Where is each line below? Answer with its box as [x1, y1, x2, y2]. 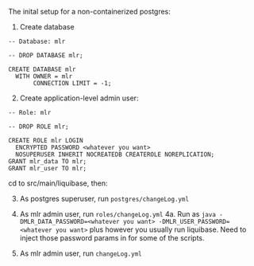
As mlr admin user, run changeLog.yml [19, 248, 142, 258]
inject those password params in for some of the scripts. [19, 233, 205, 242]
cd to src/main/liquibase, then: [8, 178, 109, 188]
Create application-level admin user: [19, 93, 139, 103]
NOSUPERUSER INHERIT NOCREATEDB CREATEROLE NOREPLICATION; [15, 151, 215, 158]
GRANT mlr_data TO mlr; [8, 158, 87, 166]
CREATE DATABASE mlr [8, 65, 77, 73]
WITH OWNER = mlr [15, 72, 73, 80]
